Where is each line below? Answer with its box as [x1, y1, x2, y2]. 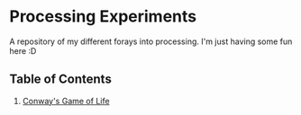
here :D [9, 45, 37, 56]
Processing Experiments [9, 6, 196, 27]
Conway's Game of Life [22, 95, 110, 106]
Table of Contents [9, 72, 113, 87]
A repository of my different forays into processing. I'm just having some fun [9, 36, 293, 47]
